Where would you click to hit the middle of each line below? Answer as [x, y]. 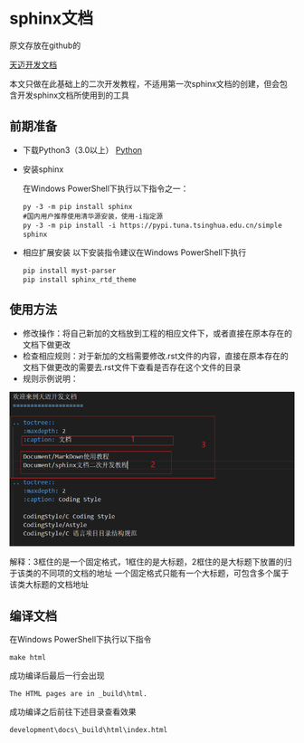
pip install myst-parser [69, 271]
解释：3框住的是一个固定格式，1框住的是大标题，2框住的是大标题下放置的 [147, 562]
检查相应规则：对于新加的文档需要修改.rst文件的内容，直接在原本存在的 [156, 356]
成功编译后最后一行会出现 [57, 676]
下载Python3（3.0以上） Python [82, 149]
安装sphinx [43, 169]
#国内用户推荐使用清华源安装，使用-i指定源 [93, 216]
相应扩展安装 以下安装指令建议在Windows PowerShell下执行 [134, 252]
